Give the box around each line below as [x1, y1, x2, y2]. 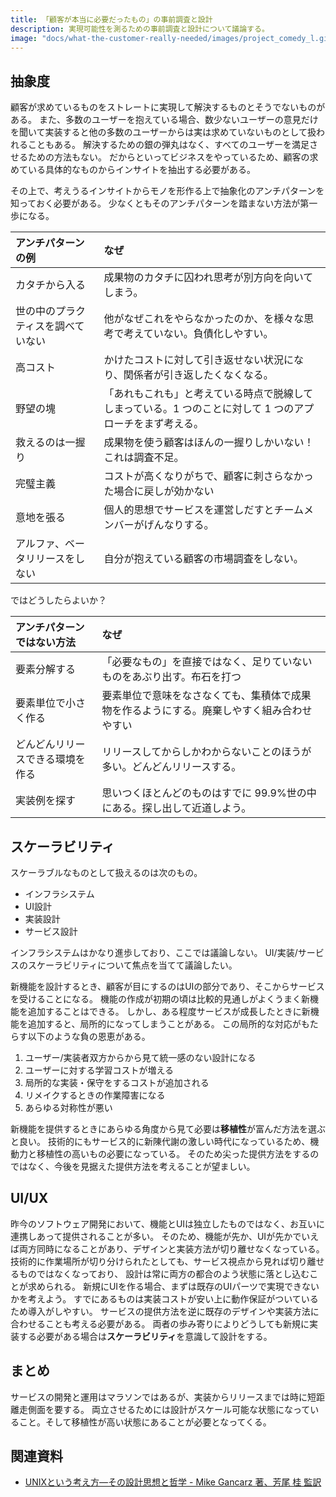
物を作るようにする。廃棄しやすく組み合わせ [101, 704, 313, 718]
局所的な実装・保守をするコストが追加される [24, 1077, 210, 1088]
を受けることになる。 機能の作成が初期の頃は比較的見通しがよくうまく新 [10, 993, 310, 1005]
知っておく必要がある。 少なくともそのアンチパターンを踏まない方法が [10, 197, 301, 210]
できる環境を [25, 752, 86, 766]
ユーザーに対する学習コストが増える [24, 1064, 175, 1076]
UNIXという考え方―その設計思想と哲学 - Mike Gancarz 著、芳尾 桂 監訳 [24, 1476, 322, 1488]
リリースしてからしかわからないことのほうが [101, 745, 312, 759]
